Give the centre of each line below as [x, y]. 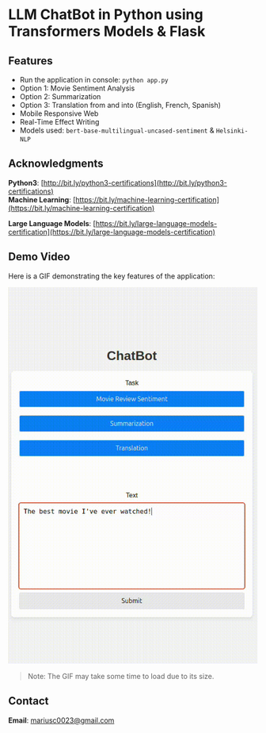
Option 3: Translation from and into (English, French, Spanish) [120, 105]
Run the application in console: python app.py [94, 80]
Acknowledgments [56, 164]
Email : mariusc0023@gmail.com [61, 720]
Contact [28, 701]
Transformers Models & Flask [107, 31]
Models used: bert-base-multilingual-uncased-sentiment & [117, 130]
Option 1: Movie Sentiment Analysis [77, 88]
